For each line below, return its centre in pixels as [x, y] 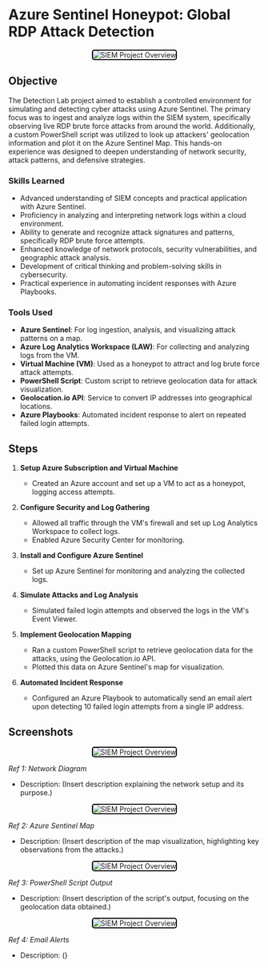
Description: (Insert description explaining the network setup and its [132, 784]
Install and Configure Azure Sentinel [82, 556]
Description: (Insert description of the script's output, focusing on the [134, 898]
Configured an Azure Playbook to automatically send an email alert [142, 698]
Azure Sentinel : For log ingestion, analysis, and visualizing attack [128, 330]
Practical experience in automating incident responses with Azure [128, 283]
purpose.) [36, 792]
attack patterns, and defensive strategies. [77, 160]
